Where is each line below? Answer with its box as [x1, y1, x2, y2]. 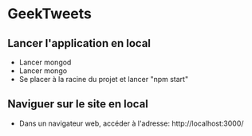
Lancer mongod [18, 57, 72, 67]
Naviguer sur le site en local [7, 97, 149, 111]
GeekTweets [7, 5, 93, 23]
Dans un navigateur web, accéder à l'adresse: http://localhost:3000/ [18, 119, 244, 128]
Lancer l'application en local [7, 37, 152, 50]
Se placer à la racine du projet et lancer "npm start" [18, 75, 189, 84]
